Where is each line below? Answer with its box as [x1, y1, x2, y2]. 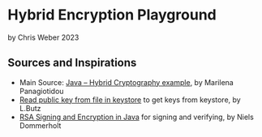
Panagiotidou [19, 86, 64, 96]
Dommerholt [19, 120, 62, 131]
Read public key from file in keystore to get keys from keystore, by [19, 95, 241, 105]
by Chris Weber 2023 [7, 32, 79, 42]
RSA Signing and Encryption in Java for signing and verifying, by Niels [19, 112, 255, 122]
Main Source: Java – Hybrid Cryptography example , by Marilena [19, 77, 234, 87]
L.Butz [19, 103, 41, 113]
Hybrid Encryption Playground [7, 6, 217, 24]
